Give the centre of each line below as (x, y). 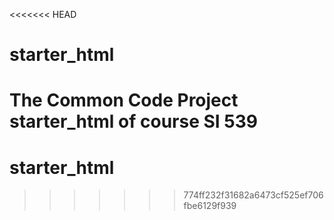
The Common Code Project (124, 100)
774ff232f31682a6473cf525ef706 (253, 195)
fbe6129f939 (210, 206)
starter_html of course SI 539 (133, 121)
